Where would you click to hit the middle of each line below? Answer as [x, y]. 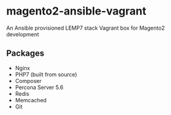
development [23, 34]
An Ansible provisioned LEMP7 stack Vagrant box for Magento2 [85, 28]
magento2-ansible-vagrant [76, 11]
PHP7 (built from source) [46, 74]
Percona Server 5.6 [39, 87]
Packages [25, 54]
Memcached [31, 100]
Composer [28, 80]
